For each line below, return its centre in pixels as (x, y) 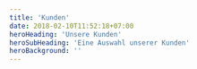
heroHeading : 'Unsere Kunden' (66, 34)
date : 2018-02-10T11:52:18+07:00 (72, 26)
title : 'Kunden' (39, 17)
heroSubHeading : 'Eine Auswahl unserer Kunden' (100, 43)
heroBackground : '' (46, 51)
